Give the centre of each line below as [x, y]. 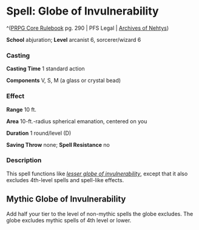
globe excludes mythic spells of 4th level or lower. [69, 220]
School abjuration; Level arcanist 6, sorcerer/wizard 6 [74, 39]
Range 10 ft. [21, 109]
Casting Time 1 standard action [46, 69]
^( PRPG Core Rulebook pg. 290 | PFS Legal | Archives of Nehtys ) [88, 28]
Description [24, 160]
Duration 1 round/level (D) [39, 133]
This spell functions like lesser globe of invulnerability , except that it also [97, 174]
